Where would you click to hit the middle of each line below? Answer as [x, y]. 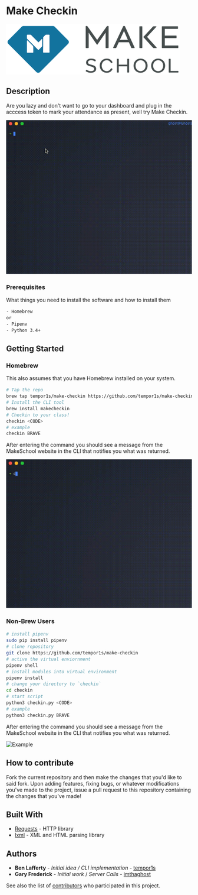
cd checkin [19, 690]
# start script [25, 697]
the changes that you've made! [44, 796]
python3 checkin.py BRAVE [38, 715]
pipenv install [25, 678]
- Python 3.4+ [24, 330]
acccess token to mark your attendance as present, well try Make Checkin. [97, 112]
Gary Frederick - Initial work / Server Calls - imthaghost [83, 874]
